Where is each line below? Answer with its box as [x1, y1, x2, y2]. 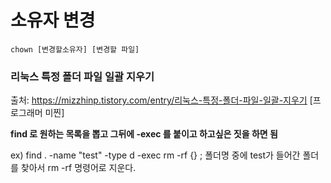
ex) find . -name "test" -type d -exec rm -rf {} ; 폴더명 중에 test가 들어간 [10, 149, 301, 161]
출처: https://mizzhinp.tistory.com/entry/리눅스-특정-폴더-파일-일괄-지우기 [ [10, 94, 313, 106]
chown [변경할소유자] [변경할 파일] [10, 44, 140, 55]
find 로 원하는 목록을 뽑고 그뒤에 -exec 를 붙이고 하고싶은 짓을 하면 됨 [10, 128, 278, 140]
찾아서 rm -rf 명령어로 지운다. [20, 162, 137, 174]
